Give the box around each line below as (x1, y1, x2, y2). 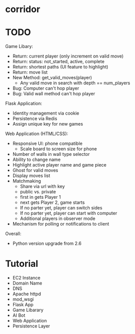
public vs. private (20, 189, 56, 195)
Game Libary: (5, 43, 33, 49)
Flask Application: (5, 100, 42, 106)
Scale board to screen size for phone (20, 146, 97, 152)
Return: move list (12, 69, 48, 75)
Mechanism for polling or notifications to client (12, 221, 109, 227)
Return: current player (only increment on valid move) (12, 53, 124, 59)
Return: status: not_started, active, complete (12, 59, 105, 65)
